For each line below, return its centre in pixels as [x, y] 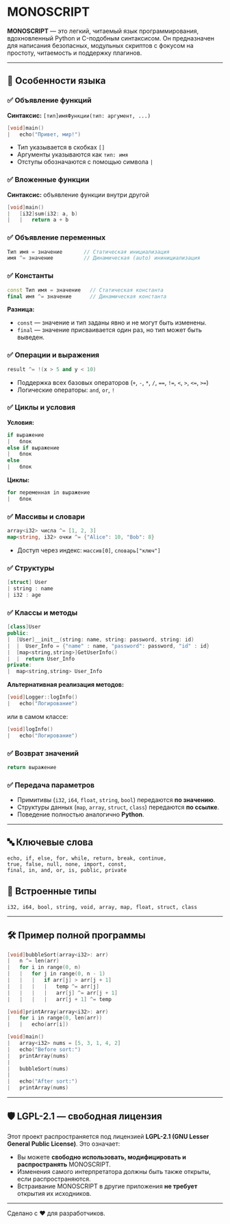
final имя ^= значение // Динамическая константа [87, 296]
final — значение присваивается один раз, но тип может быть [109, 330]
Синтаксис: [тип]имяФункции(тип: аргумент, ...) [79, 115]
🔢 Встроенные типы [52, 892]
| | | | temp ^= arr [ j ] [53, 986]
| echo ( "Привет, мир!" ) [44, 134]
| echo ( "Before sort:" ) [44, 1049]
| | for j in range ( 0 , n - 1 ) [56, 974]
